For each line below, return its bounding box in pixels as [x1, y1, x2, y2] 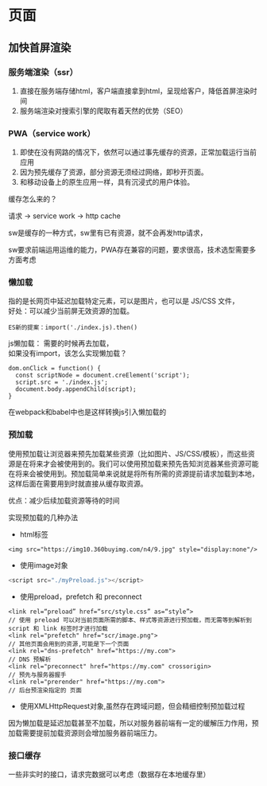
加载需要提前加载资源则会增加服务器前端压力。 [8, 728, 161, 737]
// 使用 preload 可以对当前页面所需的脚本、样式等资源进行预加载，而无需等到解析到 [8, 616, 253, 624]
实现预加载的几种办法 [8, 512, 78, 522]
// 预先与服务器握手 [8, 671, 67, 678]
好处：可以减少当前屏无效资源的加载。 [8, 307, 133, 316]
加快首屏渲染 [8, 41, 72, 54]
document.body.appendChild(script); [15, 385, 137, 393]
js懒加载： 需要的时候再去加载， [8, 338, 114, 348]
